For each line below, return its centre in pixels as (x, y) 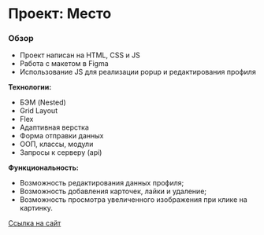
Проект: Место (60, 14)
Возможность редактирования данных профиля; (102, 183)
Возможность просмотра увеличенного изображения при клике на (134, 200)
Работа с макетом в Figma (64, 64)
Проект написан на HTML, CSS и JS (80, 55)
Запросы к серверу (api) (61, 152)
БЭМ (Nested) (43, 102)
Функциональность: (43, 168)
